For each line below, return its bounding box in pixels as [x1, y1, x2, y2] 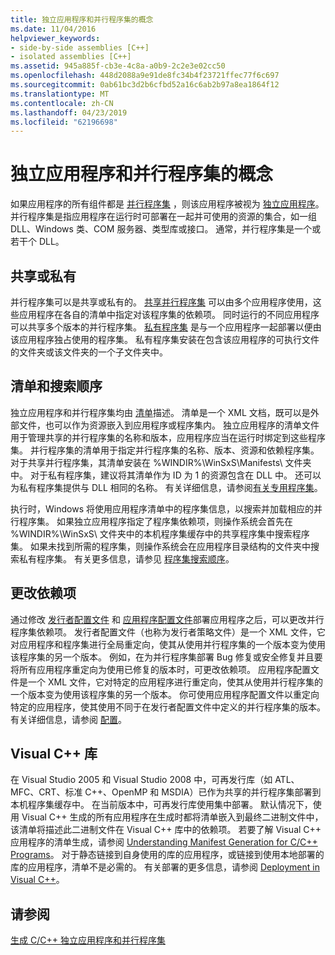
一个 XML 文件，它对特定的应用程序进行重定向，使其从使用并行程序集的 [27, 676, 323, 688]
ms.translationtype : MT [10, 89, 110, 99]
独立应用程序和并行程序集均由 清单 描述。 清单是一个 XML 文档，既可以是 [10, 406, 311, 418]
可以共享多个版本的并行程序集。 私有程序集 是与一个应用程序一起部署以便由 [10, 321, 322, 333]
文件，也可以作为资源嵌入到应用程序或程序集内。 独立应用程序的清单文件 [18, 419, 320, 431]
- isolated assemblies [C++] [10, 52, 132, 62]
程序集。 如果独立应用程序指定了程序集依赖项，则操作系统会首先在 [18, 515, 293, 527]
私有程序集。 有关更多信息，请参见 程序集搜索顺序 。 [18, 552, 235, 565]
